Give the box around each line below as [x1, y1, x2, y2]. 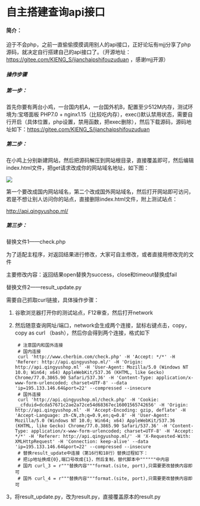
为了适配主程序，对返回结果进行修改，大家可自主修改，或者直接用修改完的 [6, 250, 189, 257]
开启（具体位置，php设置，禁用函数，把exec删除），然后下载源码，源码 [11, 118, 186, 125]
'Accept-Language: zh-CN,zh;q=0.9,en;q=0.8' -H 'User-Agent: [14, 412, 170, 418]
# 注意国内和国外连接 [17, 342, 64, 348]
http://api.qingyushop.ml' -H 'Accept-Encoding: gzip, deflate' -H [14, 407, 186, 413]
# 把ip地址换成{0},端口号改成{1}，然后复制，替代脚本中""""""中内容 [17, 456, 170, 462]
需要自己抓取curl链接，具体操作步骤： [6, 296, 99, 303]
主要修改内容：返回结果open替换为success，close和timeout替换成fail [6, 271, 177, 278]
